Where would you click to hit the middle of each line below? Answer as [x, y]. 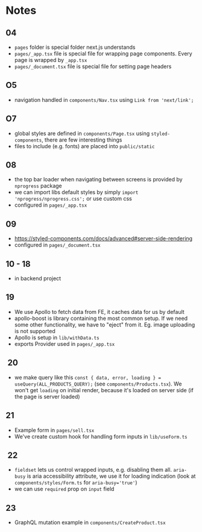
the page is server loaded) [47, 396]
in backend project [38, 278]
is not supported [35, 331]
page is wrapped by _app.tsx [51, 60]
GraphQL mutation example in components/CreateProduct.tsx [90, 522]
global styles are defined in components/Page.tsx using [82, 133]
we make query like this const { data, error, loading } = [87, 377]
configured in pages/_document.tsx [57, 245]
